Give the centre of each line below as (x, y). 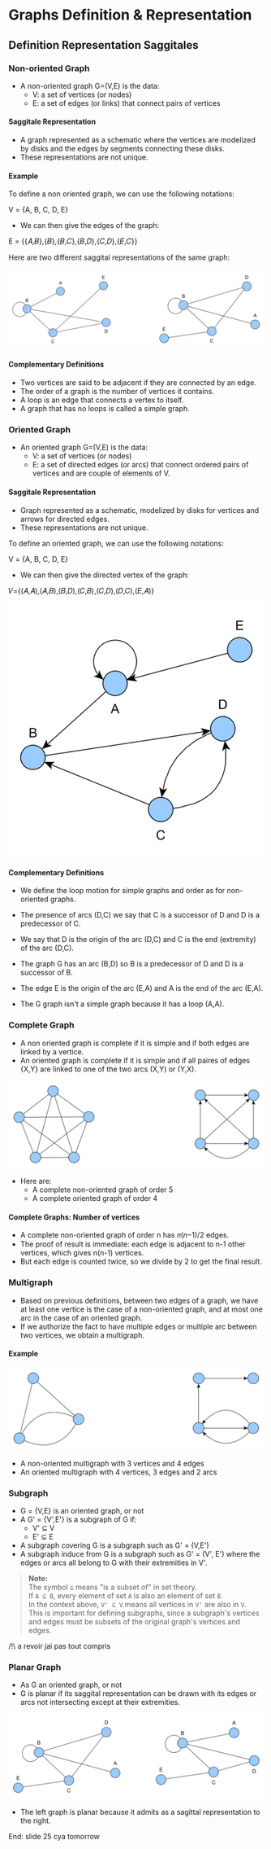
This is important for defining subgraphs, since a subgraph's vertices (144, 1613)
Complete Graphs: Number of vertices (74, 1217)
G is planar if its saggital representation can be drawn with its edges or (138, 1693)
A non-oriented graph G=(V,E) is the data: (90, 85)
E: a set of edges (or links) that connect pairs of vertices (126, 103)
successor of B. (46, 973)
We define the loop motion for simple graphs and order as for (123, 891)
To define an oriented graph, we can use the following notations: (116, 543)
